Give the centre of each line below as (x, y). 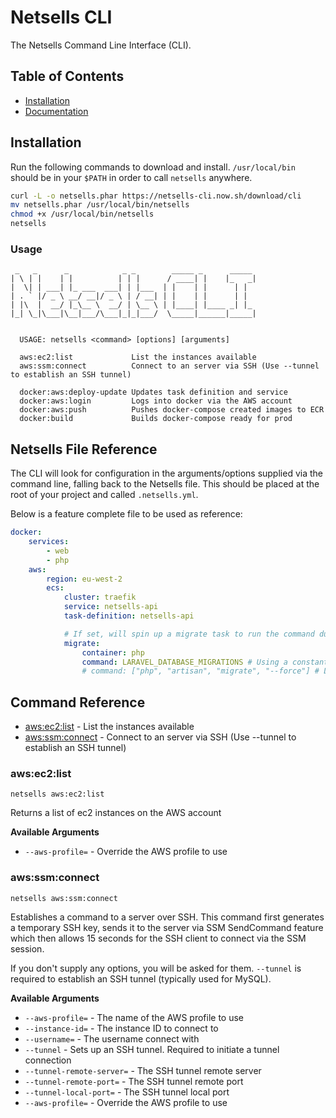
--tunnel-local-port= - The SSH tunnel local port (127, 1092)
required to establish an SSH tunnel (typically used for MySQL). (141, 978)
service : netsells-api (111, 607)
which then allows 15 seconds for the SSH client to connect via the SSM (158, 938)
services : (49, 542)
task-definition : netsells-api (129, 616)
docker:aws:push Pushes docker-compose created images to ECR (172, 410)
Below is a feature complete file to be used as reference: (126, 514)
